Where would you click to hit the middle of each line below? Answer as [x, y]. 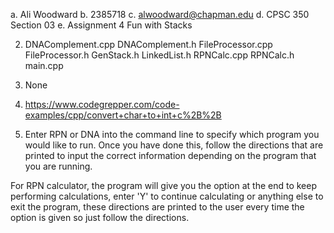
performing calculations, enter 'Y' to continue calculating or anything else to [167, 196]
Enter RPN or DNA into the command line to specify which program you [172, 134]
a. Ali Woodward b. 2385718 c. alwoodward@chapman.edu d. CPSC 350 [160, 14]
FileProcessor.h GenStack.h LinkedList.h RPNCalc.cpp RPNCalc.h [159, 55]
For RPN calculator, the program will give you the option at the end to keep [164, 185]
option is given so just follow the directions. [100, 217]
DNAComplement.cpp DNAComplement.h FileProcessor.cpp [148, 44]
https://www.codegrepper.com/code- [102, 104]
